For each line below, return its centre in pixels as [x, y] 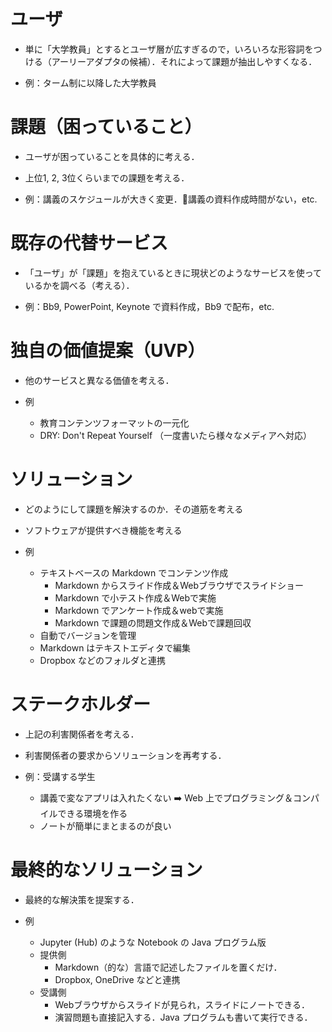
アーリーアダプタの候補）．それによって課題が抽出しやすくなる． [184, 61]
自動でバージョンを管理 [88, 635]
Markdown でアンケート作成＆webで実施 [139, 610]
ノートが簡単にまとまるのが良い [105, 826]
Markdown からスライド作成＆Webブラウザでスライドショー [179, 585]
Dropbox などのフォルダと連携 [102, 660]
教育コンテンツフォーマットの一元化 [114, 422]
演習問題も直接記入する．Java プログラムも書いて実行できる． [183, 1017]
